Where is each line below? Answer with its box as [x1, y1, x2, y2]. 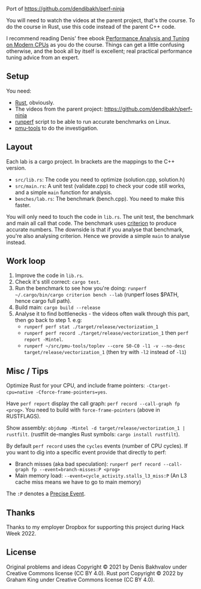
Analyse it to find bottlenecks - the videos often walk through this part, [14, 310, 190, 317]
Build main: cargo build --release [14, 304, 101, 311]
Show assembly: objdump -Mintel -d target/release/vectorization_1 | [6, 424, 185, 432]
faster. [14, 201, 31, 209]
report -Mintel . [23, 336, 64, 343]
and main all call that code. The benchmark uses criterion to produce [6, 219, 177, 227]
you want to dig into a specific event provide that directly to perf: [6, 449, 167, 456]
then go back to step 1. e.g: [14, 317, 82, 324]
